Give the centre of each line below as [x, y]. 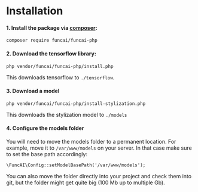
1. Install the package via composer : [52, 27]
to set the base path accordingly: [47, 154]
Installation [35, 11]
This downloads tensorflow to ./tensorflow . [60, 77]
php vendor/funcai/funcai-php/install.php [60, 66]
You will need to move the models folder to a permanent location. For [91, 142]
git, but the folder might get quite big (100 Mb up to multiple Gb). [86, 182]
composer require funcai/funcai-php [52, 41]
